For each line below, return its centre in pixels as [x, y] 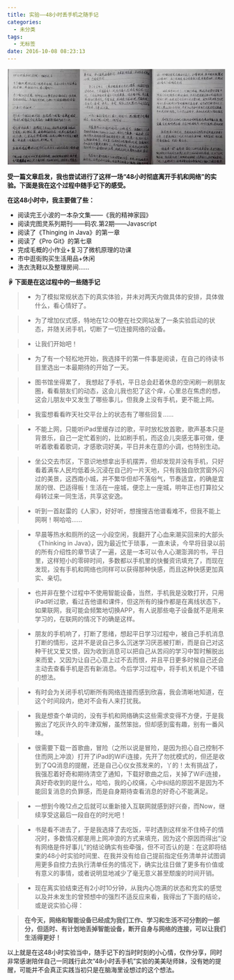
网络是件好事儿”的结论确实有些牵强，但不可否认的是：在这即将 [131, 847]
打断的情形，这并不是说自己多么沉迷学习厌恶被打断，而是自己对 [126, 642]
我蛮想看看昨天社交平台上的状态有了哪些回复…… [104, 414]
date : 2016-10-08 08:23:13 [46, 52]
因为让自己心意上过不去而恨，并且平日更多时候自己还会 [145, 660]
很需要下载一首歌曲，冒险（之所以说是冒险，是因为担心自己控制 [126, 747]
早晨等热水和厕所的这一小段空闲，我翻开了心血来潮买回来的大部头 [129, 534]
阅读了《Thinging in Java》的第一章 [69, 232]
